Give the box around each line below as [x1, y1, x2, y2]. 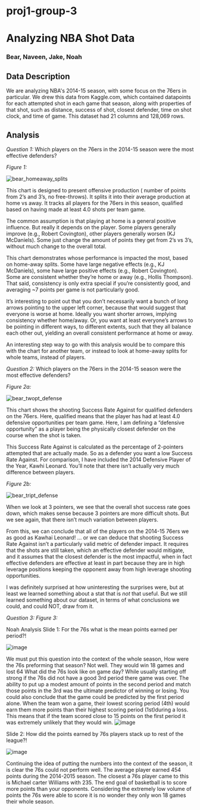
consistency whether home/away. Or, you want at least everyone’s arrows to [6, 317, 193, 324]
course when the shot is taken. [6, 431, 82, 438]
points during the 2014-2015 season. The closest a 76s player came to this [6, 772, 189, 780]
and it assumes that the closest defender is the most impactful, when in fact [6, 553, 192, 560]
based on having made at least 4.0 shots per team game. [6, 205, 146, 213]
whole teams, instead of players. [6, 354, 86, 361]
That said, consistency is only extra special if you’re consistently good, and [6, 280, 190, 287]
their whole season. [6, 797, 55, 805]
